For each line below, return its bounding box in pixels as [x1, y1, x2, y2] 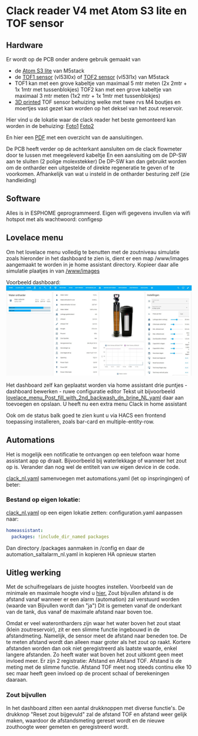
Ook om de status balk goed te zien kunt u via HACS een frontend [6, 412, 166, 419]
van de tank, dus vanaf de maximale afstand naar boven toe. [6, 609, 153, 616]
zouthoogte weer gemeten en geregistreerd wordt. [6, 723, 129, 730]
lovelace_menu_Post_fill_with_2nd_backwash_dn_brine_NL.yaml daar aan [6, 394, 184, 401]
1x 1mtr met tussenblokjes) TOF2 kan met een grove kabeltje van [14, 86, 172, 93]
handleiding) [6, 177, 37, 183]
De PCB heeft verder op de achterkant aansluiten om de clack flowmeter [6, 146, 183, 152]
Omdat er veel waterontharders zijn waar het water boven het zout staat [6, 620, 181, 627]
